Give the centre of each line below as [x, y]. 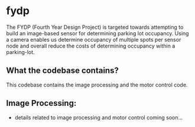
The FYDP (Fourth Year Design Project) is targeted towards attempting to [95, 27]
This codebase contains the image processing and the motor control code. [97, 85]
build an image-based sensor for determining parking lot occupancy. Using [97, 33]
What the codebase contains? [63, 71]
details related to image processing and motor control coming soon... [99, 117]
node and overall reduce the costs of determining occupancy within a [91, 46]
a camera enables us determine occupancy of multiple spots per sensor [94, 39]
